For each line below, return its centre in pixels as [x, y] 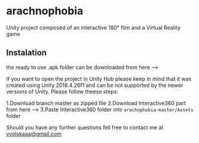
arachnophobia [45, 11]
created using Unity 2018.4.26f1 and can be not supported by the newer [95, 85]
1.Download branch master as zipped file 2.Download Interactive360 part [96, 103]
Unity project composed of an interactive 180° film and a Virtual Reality [94, 28]
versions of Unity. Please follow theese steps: [62, 92]
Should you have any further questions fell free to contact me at [85, 127]
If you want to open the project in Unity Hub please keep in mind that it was [99, 78]
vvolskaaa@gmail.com [34, 133]
